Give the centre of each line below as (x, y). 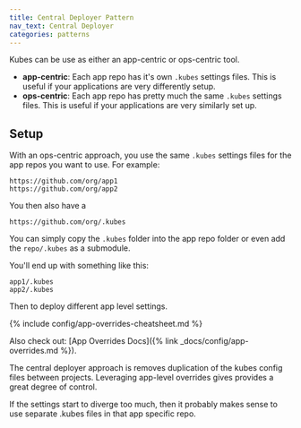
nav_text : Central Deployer (62, 26)
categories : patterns (50, 34)
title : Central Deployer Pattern (72, 17)
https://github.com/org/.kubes (68, 222)
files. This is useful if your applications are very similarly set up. (139, 106)
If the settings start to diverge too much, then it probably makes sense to (143, 405)
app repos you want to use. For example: (85, 165)
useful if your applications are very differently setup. (119, 87)
